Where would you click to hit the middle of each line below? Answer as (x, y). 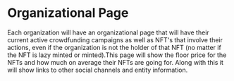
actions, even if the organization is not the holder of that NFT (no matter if (115, 47)
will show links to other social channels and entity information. (98, 70)
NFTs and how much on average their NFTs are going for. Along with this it (116, 62)
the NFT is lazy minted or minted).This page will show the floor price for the (117, 55)
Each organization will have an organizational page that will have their (108, 32)
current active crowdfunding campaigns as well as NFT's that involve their (115, 39)
